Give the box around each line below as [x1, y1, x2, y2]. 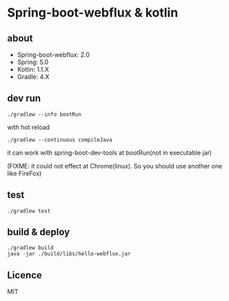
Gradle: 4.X [17, 72, 50, 81]
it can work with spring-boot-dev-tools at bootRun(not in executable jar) [7, 148, 212, 157]
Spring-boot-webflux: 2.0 [17, 50, 90, 59]
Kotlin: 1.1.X [17, 66, 50, 73]
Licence [7, 269, 43, 281]
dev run [7, 93, 41, 104]
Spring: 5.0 [17, 58, 49, 66]
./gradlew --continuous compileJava [7, 136, 112, 143]
